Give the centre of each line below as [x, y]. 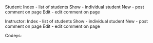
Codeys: [13, 36]
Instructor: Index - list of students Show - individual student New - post [76, 21]
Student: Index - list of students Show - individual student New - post [75, 7]
